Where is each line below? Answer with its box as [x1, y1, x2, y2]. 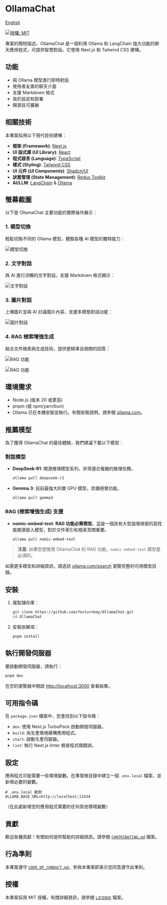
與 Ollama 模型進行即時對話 [12, 77, 69, 83]
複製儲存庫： [12, 600, 39, 606]
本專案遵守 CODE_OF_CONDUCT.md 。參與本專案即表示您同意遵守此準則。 [5, 864, 147, 870]
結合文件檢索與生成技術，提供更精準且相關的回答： [5, 345, 110, 351]
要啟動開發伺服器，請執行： [5, 663, 62, 669]
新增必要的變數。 [5, 779, 40, 785]
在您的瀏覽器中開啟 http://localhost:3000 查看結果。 [5, 683, 112, 689]
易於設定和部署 [12, 95, 43, 101]
